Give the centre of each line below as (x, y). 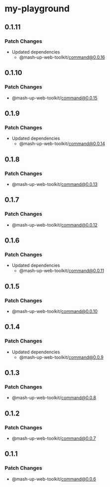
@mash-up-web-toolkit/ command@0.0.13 (55, 184)
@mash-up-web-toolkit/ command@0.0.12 (55, 225)
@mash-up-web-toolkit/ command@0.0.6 (54, 479)
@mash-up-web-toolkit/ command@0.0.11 (62, 271)
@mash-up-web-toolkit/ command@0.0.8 (54, 398)
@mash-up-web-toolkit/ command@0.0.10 (55, 311)
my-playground (37, 9)
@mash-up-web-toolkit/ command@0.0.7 (54, 438)
